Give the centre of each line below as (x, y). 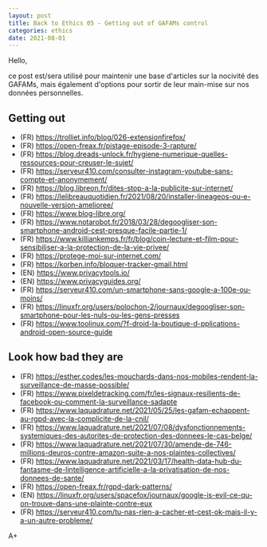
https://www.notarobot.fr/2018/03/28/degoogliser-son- (126, 222)
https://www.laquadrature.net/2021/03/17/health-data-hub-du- (139, 461)
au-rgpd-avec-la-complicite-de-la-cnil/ (84, 419)
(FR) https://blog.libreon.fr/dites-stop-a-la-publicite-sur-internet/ (126, 188)
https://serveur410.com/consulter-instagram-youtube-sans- (134, 171)
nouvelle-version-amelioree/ (67, 205)
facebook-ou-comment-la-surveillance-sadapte (98, 401)
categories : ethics (41, 30)
